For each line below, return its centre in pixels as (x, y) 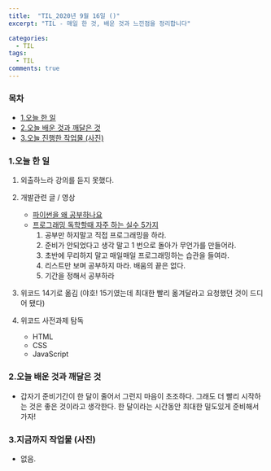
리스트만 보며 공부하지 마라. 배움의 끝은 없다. (115, 266)
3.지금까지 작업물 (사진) (52, 439)
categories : (28, 38)
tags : (17, 54)
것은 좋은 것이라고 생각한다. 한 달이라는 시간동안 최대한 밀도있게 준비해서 (144, 406)
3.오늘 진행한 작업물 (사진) (62, 138)
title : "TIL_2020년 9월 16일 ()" (64, 16)
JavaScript (50, 354)
